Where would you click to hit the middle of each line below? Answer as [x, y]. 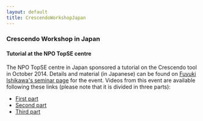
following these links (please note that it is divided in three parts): [89, 87]
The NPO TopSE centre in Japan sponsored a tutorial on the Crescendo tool [102, 67]
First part [27, 98]
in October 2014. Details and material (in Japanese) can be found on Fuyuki [101, 73]
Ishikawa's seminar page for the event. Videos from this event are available [101, 80]
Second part [31, 105]
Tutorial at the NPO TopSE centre [49, 54]
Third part [28, 111]
